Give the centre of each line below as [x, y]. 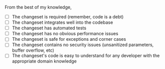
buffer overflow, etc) [33, 50]
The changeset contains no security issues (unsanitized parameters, [83, 45]
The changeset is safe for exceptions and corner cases [69, 39]
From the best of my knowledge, [38, 7]
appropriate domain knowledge [44, 61]
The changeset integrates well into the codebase [62, 22]
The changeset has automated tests [49, 28]
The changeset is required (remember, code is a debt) [68, 17]
